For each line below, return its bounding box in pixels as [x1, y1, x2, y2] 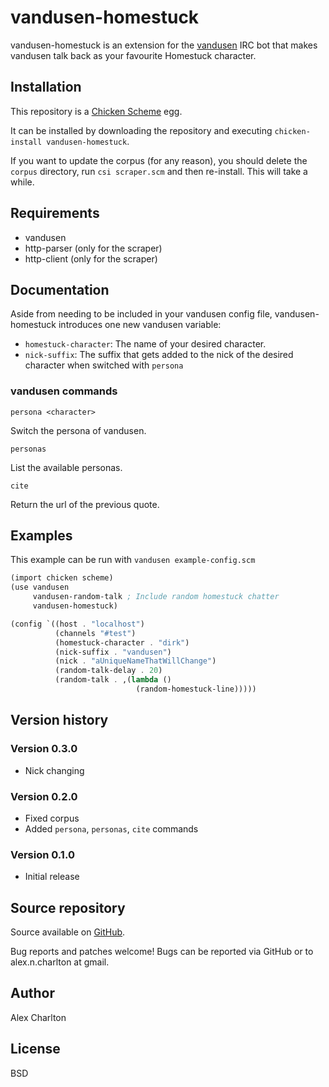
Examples [10, 527, 73, 545]
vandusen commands [10, 384, 118, 398]
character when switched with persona [24, 359, 184, 371]
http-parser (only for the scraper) [24, 242, 163, 254]
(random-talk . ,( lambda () [54, 675, 172, 685]
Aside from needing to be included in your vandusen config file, [10, 308, 273, 320]
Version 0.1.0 [10, 847, 75, 861]
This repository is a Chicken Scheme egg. [10, 105, 183, 117]
